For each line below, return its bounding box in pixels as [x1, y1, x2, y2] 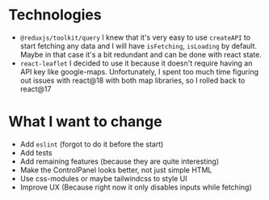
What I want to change [8, 113, 163, 131]
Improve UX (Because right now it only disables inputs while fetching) [19, 182, 252, 192]
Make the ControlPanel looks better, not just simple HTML [19, 164, 212, 175]
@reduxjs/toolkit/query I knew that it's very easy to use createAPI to [19, 32, 251, 42]
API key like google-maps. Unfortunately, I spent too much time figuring [19, 66, 259, 76]
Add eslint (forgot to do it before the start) [19, 139, 164, 149]
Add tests [19, 147, 53, 157]
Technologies [8, 6, 103, 24]
